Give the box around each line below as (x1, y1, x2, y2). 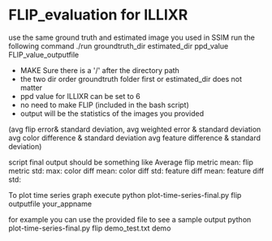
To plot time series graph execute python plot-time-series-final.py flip (8, 190, 242, 200)
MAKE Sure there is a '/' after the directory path (19, 65, 180, 75)
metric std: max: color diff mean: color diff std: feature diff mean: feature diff (8, 166, 265, 175)
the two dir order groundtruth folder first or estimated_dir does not (19, 74, 242, 84)
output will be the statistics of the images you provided (19, 108, 205, 118)
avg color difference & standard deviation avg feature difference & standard (8, 132, 261, 143)
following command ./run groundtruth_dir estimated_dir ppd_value (8, 41, 229, 50)
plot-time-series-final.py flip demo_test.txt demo (8, 223, 171, 233)
